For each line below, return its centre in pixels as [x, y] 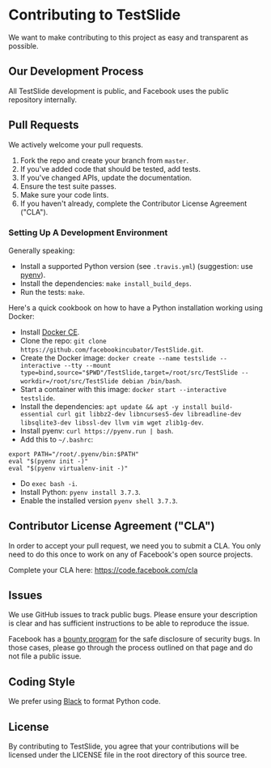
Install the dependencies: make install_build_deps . [106, 283]
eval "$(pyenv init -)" [49, 461]
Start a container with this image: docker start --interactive [123, 389]
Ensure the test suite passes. [68, 186]
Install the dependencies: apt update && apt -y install [114, 406]
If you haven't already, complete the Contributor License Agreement [133, 203]
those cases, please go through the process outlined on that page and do [131, 648]
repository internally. [43, 100]
